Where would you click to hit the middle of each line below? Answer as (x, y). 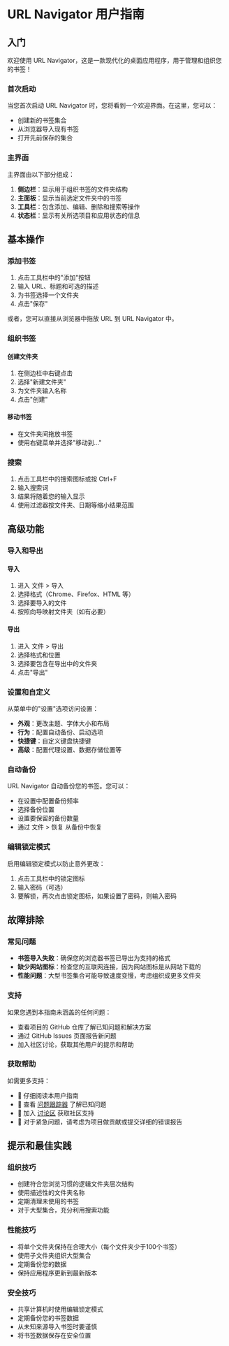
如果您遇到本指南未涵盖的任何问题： (59, 1012)
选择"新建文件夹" (42, 382)
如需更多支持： (29, 1080)
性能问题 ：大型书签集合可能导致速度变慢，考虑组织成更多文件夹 (109, 976)
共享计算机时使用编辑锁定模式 (60, 1309)
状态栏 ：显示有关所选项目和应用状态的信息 (79, 215)
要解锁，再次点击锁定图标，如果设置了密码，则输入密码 (97, 896)
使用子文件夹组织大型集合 (54, 1255)
